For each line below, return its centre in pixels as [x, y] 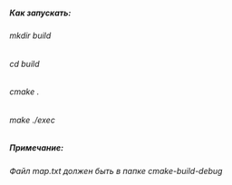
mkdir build [30, 35]
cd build [24, 63]
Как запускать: [40, 13]
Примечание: [37, 148]
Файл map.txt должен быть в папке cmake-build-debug [116, 170]
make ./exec [33, 120]
